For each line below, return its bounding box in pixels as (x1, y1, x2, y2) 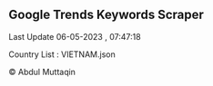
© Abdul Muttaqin (8, 66, 76, 77)
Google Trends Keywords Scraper (8, 7, 204, 23)
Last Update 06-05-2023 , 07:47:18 (8, 31, 142, 42)
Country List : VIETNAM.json (8, 49, 116, 60)
